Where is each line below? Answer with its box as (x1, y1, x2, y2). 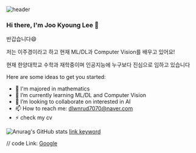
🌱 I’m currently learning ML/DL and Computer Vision (15, 92, 147, 99)
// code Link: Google (6, 140, 58, 147)
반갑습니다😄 (6, 35, 37, 42)
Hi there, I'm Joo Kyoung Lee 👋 (6, 21, 99, 29)
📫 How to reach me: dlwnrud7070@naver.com (15, 105, 133, 112)
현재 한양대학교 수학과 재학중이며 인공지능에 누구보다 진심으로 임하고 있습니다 (6, 61, 191, 69)
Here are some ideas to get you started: (6, 73, 107, 81)
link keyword (69, 128, 101, 135)
